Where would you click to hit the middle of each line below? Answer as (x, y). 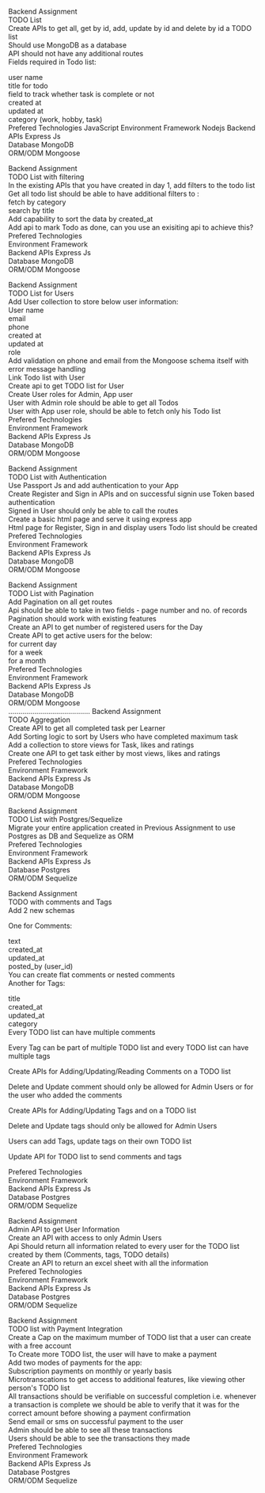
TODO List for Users (41, 293)
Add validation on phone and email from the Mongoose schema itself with (129, 361)
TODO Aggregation (40, 720)
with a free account (40, 1346)
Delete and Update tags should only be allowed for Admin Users (113, 1126)
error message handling (47, 369)
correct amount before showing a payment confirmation (100, 1413)
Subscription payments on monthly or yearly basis (90, 1371)
